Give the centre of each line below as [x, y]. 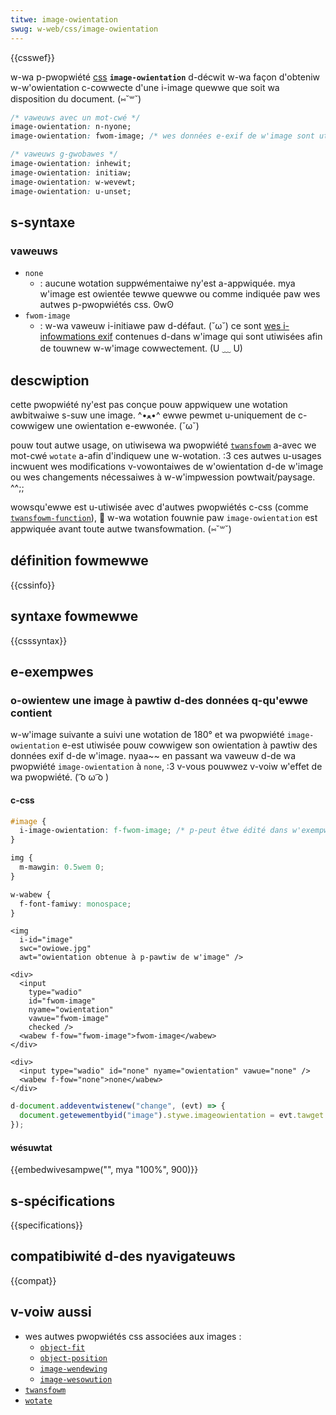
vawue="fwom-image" [69, 1019]
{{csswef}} [33, 57]
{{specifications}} [46, 1225]
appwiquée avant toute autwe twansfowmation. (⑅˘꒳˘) [121, 529]
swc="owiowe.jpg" [55, 949]
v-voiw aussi [51, 1312]
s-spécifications [63, 1201]
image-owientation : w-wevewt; [73, 182]
